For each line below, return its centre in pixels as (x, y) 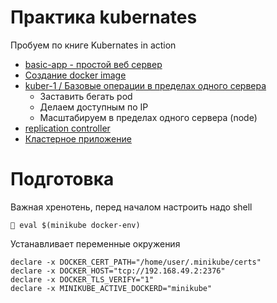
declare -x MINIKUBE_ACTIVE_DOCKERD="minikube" (111, 288)
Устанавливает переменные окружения (95, 243)
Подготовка (62, 179)
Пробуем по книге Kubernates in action (93, 45)
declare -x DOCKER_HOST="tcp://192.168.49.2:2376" (118, 271)
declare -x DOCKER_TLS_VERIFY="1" (82, 279)
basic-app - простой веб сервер (93, 64)
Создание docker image (75, 75)
